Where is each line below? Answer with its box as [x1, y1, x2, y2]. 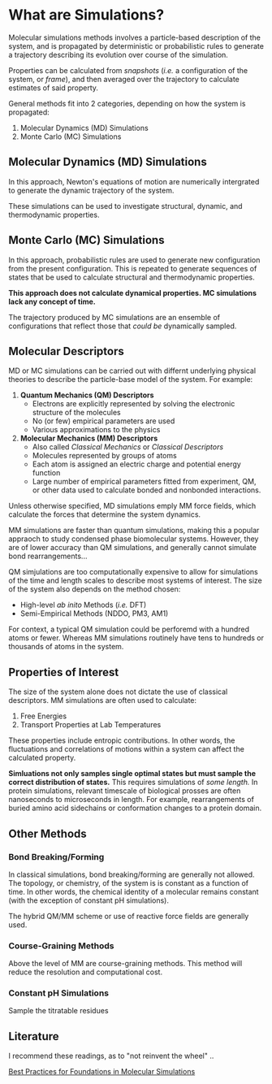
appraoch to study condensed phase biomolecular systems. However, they [8, 534, 259, 544]
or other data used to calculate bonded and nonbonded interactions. [32, 485, 261, 495]
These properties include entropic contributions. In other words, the [8, 735, 235, 745]
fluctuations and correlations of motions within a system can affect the [8, 744, 245, 754]
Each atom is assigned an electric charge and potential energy [32, 459, 241, 469]
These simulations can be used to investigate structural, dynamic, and [8, 201, 243, 210]
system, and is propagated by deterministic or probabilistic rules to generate [8, 41, 264, 50]
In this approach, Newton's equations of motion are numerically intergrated [8, 176, 260, 186]
